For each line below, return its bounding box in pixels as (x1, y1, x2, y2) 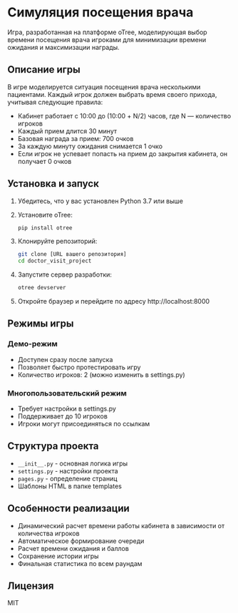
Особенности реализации (7, 503, 130, 515)
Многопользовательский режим (7, 388, 127, 398)
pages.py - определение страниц (17, 474, 118, 483)
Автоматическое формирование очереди (17, 536, 145, 545)
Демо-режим (7, 339, 58, 349)
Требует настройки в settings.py (17, 404, 116, 413)
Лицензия (7, 580, 54, 592)
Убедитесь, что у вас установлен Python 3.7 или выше (17, 197, 184, 205)
